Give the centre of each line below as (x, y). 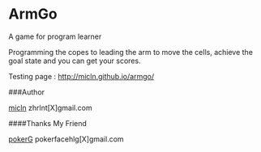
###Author (27, 92)
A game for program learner (55, 36)
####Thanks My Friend (48, 123)
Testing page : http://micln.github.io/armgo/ (81, 76)
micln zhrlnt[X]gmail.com (50, 108)
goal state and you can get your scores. (75, 61)
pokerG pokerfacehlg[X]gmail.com (66, 139)
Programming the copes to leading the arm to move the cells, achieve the (131, 52)
